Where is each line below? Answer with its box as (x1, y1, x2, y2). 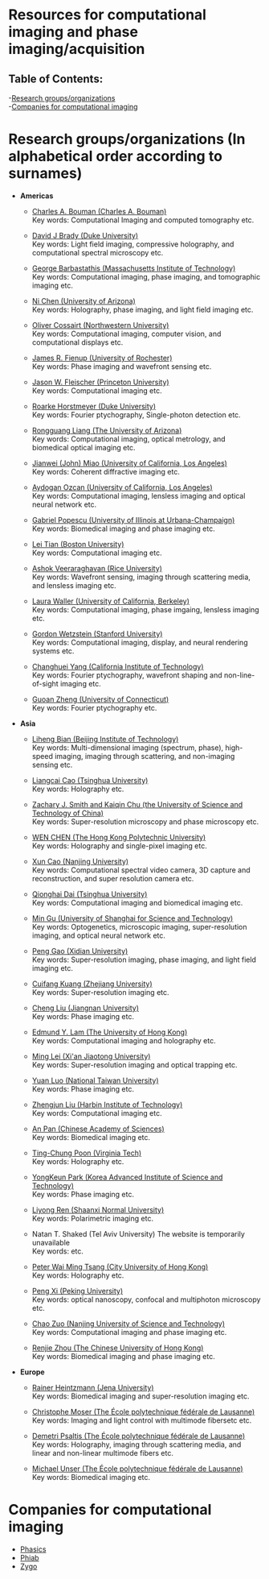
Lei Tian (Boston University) (31, 539, 124, 549)
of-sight (31, 678, 59, 688)
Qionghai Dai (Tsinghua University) (31, 889, 148, 899)
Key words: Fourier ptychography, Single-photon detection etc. (31, 409, 241, 420)
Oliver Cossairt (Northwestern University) (31, 320, 169, 329)
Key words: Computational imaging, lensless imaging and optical (31, 491, 246, 500)
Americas (19, 191, 54, 201)
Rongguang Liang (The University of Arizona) (31, 425, 182, 435)
